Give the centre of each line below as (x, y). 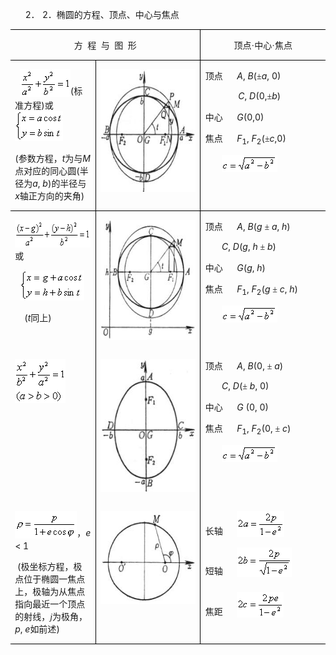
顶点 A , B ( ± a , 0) (243, 76)
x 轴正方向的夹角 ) (49, 196)
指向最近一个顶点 (50, 604)
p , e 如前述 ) (37, 629)
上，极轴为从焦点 (50, 592)
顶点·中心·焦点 (263, 46)
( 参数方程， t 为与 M (52, 158)
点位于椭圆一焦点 (50, 579)
